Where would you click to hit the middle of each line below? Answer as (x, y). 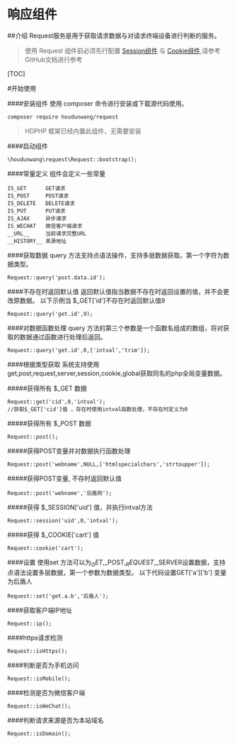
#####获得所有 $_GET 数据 (47, 388)
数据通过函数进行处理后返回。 (63, 337)
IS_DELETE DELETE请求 (41, 203)
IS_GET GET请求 (36, 188)
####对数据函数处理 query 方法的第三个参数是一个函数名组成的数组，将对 (115, 328)
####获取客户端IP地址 (40, 610)
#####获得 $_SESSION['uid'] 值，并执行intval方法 (80, 507)
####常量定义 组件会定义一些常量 (57, 173)
